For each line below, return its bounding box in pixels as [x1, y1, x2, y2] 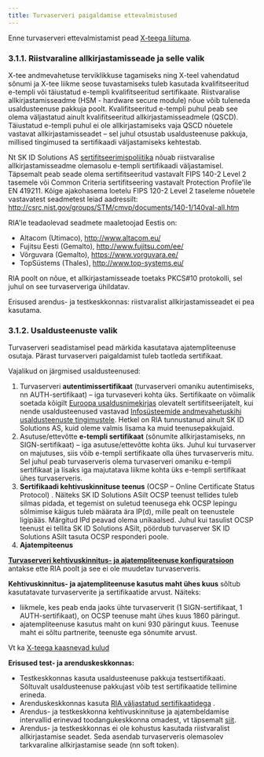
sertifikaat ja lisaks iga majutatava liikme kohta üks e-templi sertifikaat [19, 465, 246, 475]
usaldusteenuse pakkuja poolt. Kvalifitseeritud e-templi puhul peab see [8, 104, 238, 113]
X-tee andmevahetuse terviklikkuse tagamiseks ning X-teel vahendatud [8, 70, 240, 79]
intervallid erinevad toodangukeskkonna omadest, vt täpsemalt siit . [19, 715, 237, 725]
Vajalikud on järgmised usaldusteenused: [8, 366, 141, 376]
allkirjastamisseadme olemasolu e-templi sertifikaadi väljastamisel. [8, 160, 224, 170]
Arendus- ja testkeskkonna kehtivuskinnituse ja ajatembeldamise [19, 707, 229, 716]
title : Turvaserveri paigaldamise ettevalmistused [8, 11, 178, 20]
